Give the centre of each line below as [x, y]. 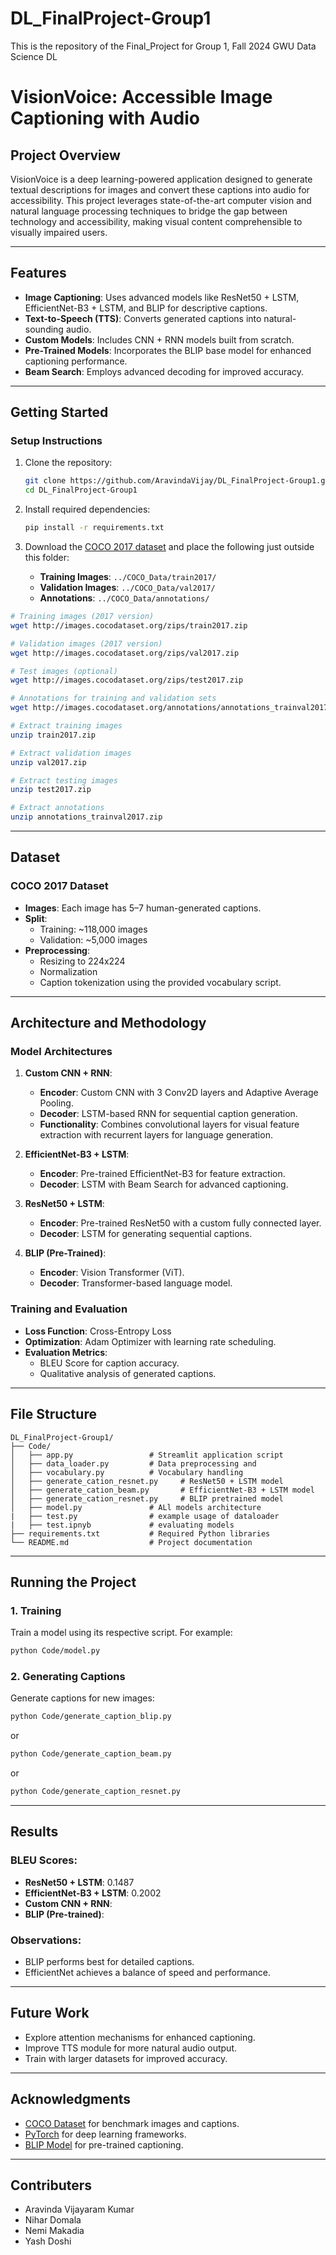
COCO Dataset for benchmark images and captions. [132, 2123]
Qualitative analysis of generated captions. [128, 1373]
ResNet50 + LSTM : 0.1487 [79, 1882]
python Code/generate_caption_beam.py [91, 1754]
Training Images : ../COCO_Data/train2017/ [128, 577]
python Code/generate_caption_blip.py [91, 1717]
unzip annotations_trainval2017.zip [86, 817]
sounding [44, 329]
